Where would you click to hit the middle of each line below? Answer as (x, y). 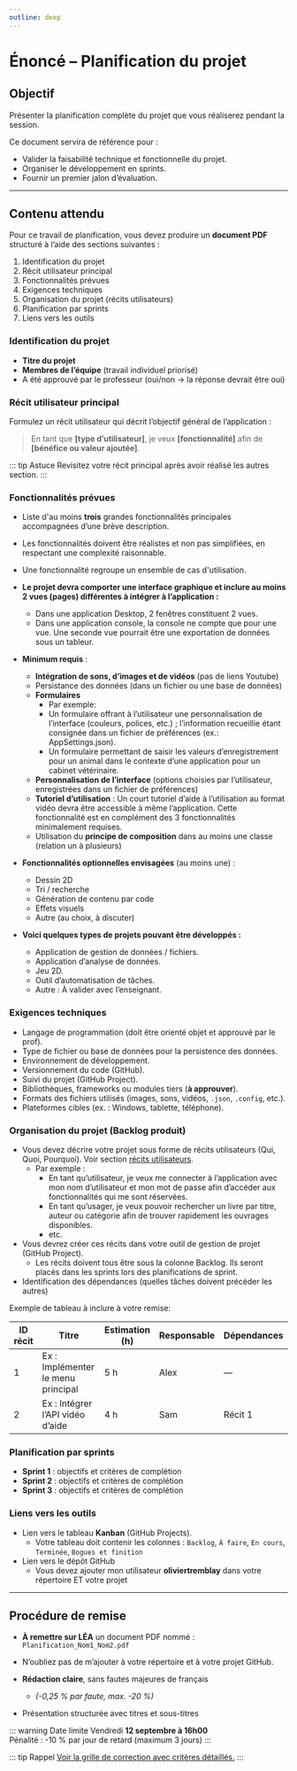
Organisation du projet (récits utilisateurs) (98, 299)
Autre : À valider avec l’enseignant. (98, 990)
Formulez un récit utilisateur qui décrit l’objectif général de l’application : (141, 422)
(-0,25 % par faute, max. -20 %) (95, 1697)
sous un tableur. (65, 642)
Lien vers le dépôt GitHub (69, 1561)
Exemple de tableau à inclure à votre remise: (90, 1308)
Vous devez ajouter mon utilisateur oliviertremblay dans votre (148, 1570)
